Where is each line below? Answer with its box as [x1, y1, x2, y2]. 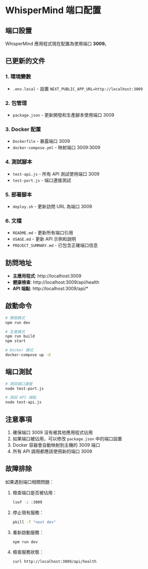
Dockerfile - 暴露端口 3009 [12, 138, 70, 144]
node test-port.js [5, 386, 44, 391]
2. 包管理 [5, 99, 27, 107]
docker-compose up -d [5, 352, 51, 357]
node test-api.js [5, 400, 42, 405]
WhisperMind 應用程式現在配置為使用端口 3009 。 [5, 41, 110, 46]
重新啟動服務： [12, 529, 44, 535]
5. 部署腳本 [5, 191, 32, 198]
